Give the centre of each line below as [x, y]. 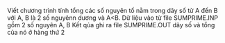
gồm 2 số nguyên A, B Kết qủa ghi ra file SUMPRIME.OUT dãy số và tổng [111, 25]
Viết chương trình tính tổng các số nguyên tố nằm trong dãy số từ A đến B [112, 11]
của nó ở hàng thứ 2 [36, 32]
